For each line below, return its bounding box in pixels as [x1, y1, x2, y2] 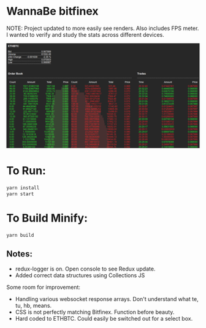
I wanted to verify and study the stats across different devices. [6, 31, 164, 38]
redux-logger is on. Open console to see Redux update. [15, 265, 156, 272]
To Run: [6, 164, 46, 178]
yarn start [6, 191, 34, 197]
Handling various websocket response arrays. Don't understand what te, [15, 295, 199, 302]
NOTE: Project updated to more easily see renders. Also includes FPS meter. [6, 24, 199, 32]
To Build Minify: [6, 211, 88, 225]
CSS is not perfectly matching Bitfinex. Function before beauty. [15, 308, 175, 316]
